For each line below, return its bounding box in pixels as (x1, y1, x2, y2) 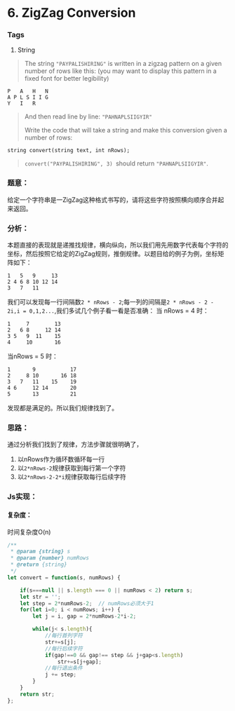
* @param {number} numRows (10, 555, 90, 562)
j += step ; (44, 671, 77, 678)
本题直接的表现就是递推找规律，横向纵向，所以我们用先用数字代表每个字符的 (7, 241, 229, 250)
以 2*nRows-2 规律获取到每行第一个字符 (17, 464, 126, 473)
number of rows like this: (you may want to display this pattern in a (24, 67, 217, 75)
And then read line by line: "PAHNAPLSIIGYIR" (24, 112, 153, 121)
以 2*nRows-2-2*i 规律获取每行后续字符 (17, 473, 126, 481)
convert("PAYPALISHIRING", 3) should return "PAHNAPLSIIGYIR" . (24, 159, 208, 168)
